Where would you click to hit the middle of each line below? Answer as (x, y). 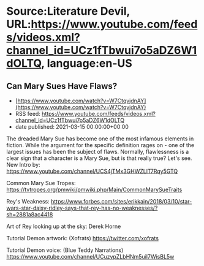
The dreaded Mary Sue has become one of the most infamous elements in (100, 139)
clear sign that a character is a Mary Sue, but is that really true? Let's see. (99, 158)
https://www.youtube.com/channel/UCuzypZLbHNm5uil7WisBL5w (90, 256)
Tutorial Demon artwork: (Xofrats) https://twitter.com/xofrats (83, 238)
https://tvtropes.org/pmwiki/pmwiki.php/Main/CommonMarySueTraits (94, 189)
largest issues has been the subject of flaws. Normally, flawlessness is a (98, 152)
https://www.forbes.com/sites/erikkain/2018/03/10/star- (122, 201)
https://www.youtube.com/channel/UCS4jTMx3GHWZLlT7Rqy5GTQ (92, 171)
